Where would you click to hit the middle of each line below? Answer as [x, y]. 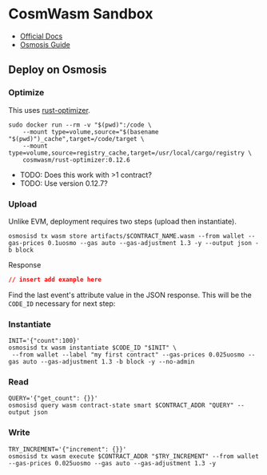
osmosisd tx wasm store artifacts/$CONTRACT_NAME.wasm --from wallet [127, 236]
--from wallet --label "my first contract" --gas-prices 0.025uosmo [128, 355]
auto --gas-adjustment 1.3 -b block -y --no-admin [109, 362]
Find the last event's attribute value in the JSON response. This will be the [130, 295]
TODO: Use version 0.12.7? [64, 183]
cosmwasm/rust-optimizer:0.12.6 [76, 160]
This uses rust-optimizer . [49, 110]
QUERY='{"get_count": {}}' [53, 399]
